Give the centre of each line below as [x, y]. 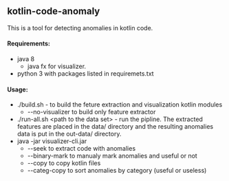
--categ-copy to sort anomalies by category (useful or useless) [117, 171]
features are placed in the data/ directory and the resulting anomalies [115, 127]
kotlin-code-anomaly [54, 11]
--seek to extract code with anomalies [81, 149]
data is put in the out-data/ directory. [69, 134]
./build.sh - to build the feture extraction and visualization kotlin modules [120, 105]
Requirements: [29, 43]
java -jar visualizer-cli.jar [52, 141]
